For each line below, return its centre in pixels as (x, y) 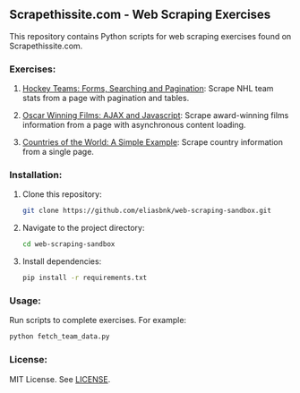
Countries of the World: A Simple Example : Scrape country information (153, 142)
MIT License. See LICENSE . (60, 379)
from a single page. (58, 152)
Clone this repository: (62, 194)
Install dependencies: (62, 261)
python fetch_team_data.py (60, 337)
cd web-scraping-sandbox (69, 244)
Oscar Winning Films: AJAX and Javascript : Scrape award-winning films (155, 115)
